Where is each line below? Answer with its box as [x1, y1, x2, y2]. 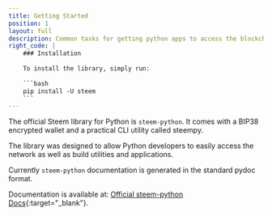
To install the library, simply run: [23, 65, 151, 73]
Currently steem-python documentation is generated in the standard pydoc [8, 165, 256, 175]
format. [8, 174, 33, 184]
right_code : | [8, 42, 57, 50]
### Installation [23, 49, 82, 57]
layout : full [8, 27, 53, 35]
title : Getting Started [8, 11, 89, 20]
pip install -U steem [23, 87, 96, 95]
